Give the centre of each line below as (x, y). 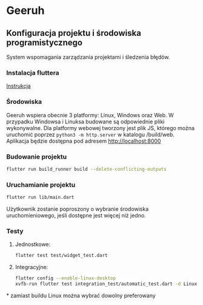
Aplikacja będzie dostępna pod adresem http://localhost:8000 (84, 141)
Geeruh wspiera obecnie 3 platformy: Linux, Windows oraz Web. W (90, 115)
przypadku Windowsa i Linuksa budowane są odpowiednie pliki (85, 122)
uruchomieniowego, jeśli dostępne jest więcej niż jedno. (76, 215)
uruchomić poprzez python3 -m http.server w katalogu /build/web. (90, 134)
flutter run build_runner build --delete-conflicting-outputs (86, 169)
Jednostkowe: (33, 244)
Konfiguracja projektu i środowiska (74, 33)
